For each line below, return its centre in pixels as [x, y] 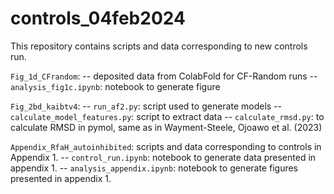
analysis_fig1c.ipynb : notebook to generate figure [115, 86]
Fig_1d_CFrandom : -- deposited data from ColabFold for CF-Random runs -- [164, 76]
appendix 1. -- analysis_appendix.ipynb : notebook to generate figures [154, 168]
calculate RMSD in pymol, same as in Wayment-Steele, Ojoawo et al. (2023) [166, 127]
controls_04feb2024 [98, 18]
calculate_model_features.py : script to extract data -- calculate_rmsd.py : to [167, 116]
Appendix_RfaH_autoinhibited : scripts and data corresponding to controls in [166, 146]
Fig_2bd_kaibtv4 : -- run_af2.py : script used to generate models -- [146, 106]
